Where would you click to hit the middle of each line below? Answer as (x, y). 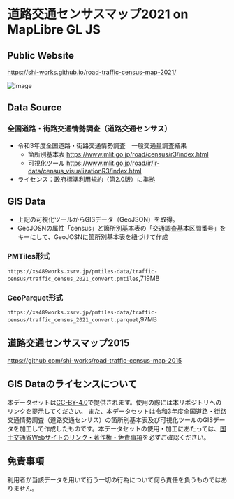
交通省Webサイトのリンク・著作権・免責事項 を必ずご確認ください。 (111, 437)
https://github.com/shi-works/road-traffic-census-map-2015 (95, 360)
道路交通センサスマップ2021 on (98, 14)
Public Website (41, 56)
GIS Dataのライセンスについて (72, 384)
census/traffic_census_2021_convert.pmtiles (73, 279)
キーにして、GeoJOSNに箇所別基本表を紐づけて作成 (93, 237)
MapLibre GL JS (54, 30)
